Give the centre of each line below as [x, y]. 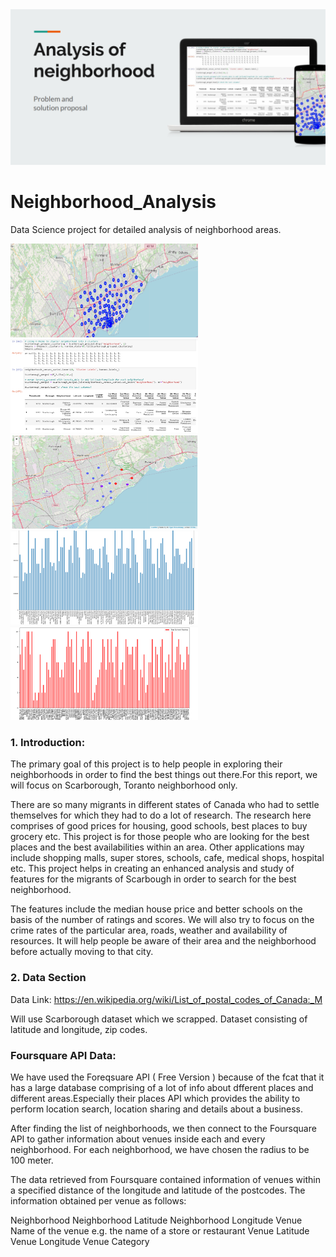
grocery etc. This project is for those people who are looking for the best [160, 837]
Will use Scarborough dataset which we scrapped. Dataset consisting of [159, 1019]
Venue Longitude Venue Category [80, 1241]
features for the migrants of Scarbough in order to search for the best [153, 879]
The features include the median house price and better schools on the [156, 909]
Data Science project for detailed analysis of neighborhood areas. [146, 229]
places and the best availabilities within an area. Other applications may [157, 847]
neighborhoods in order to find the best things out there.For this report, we [164, 775]
